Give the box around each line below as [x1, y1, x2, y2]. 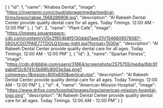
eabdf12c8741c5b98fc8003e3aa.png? [5, 66, 82, 72]
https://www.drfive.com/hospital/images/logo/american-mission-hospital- [7, 87, 157, 93]
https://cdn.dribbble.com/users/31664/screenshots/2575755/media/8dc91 [7, 61, 158, 67]
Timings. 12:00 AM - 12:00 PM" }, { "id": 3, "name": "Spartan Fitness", [5, 51, 146, 57]
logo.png [5, 92, 24, 98]
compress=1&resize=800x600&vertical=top [5, 72, 93, 77]
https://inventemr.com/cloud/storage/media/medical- [7, 9, 115, 15]
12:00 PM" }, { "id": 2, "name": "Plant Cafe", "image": [5, 25, 112, 31]
